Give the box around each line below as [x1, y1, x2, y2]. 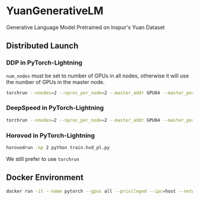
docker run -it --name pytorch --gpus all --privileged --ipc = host [6, 188, 176, 194]
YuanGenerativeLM [6, 4, 104, 18]
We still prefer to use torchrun [6, 155, 80, 162]
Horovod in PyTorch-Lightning [6, 131, 95, 140]
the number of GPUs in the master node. [6, 78, 105, 85]
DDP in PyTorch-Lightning [6, 59, 83, 67]
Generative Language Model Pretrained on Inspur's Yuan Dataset [6, 24, 165, 31]
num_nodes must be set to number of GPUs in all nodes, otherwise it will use [6, 72, 190, 79]
